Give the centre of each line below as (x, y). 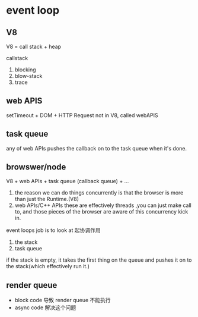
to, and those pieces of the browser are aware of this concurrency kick (101, 212)
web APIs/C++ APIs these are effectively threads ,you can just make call (103, 205)
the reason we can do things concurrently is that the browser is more (99, 193)
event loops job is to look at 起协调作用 (53, 230)
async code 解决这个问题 (45, 307)
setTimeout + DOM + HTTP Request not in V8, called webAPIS (82, 115)
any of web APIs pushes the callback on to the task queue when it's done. (97, 148)
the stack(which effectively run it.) (48, 266)
